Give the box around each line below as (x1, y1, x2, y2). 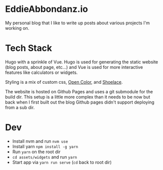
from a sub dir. (5, 104, 35, 110)
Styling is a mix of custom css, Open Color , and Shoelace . (5, 79, 123, 85)
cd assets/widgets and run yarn (12, 154, 78, 160)
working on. (5, 25, 30, 31)
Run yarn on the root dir (12, 149, 61, 155)
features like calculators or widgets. (5, 69, 78, 75)
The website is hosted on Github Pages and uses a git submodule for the (5, 88, 153, 95)
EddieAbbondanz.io (5, 3, 88, 15)
